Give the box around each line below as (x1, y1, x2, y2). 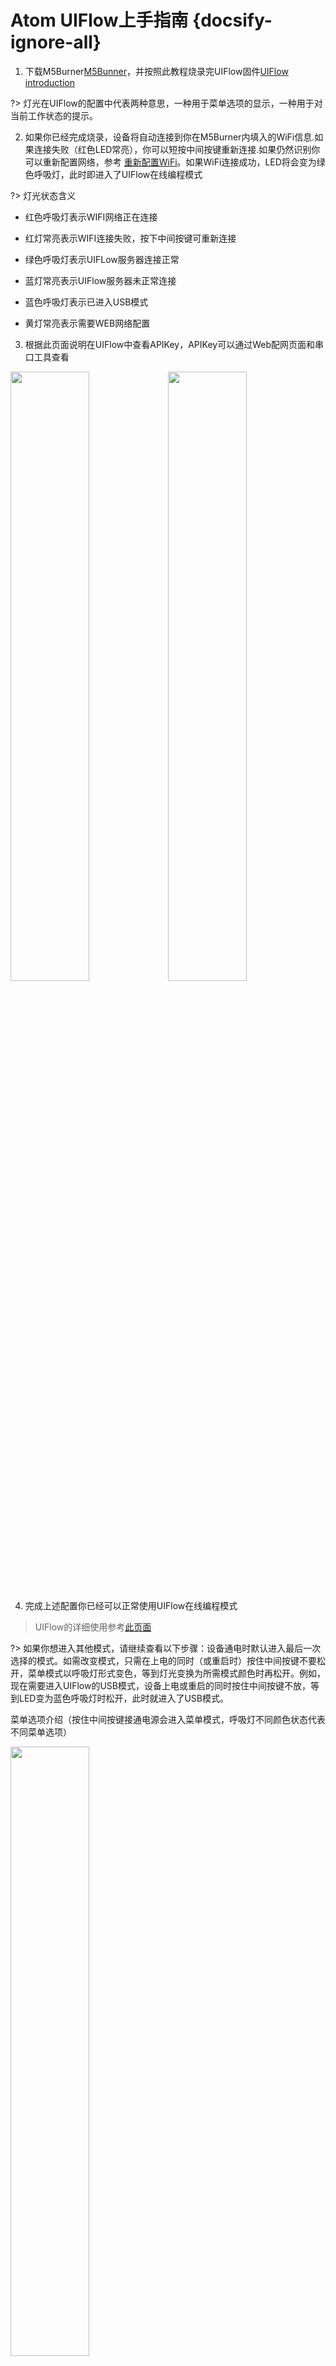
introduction (24, 76, 75, 88)
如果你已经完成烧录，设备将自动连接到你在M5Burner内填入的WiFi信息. (24, 131, 315, 143)
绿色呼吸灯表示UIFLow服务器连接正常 (24, 253, 180, 265)
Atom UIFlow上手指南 (10, 9, 189, 32)
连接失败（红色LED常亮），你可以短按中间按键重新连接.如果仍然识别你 (33, 143, 321, 155)
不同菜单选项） (10, 1726, 72, 1738)
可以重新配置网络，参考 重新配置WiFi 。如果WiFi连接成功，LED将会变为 (24, 156, 317, 168)
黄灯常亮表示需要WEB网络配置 (24, 317, 151, 329)
